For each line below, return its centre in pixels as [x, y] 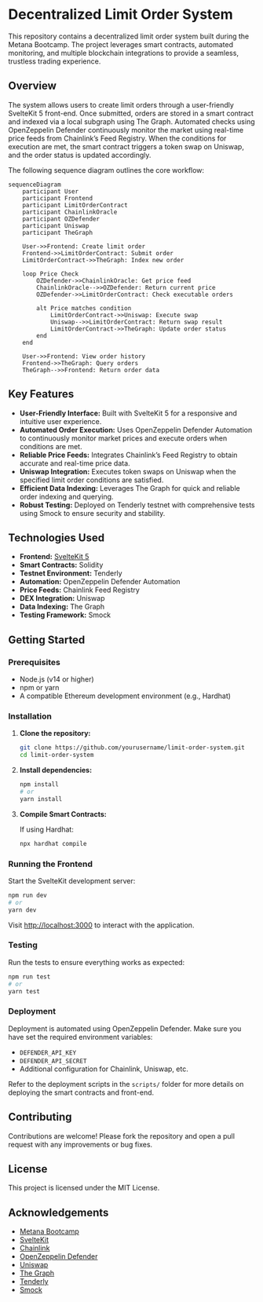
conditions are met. [51, 446]
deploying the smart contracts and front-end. [81, 1092]
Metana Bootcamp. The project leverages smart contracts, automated [121, 44]
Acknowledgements [58, 1212]
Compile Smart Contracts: [63, 814]
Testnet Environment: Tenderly [71, 573]
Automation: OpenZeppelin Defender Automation [100, 582]
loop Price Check [51, 274]
